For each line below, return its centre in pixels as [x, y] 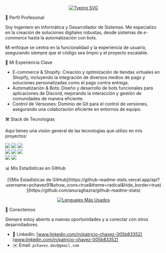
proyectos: [16, 136]
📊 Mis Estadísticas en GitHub [36, 168]
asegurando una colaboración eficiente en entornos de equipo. [77, 109]
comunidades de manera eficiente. [48, 99]
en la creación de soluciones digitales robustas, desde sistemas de [74, 32]
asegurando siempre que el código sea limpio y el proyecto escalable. [77, 53]
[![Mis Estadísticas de [29, 180]
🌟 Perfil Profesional [25, 17]
